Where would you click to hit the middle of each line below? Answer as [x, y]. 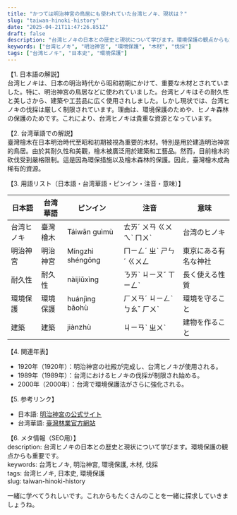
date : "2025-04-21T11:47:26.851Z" [58, 27]
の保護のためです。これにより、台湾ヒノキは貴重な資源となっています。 [111, 118]
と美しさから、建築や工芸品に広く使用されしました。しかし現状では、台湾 [115, 100]
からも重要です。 [38, 455]
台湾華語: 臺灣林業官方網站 [56, 423]
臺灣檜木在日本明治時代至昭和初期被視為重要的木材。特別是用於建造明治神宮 [119, 142]
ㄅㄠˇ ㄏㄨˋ [141, 309]
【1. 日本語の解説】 [35, 74]
